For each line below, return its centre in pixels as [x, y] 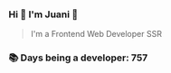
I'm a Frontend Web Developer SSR [96, 34]
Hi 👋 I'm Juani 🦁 [43, 14]
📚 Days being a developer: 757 [78, 58]
